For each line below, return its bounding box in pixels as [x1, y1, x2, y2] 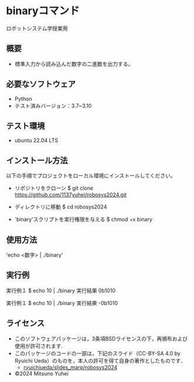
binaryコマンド [6, 4, 80, 18]
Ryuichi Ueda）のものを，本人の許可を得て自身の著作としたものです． [14, 357, 186, 364]
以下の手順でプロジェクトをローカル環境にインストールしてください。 [6, 172, 176, 179]
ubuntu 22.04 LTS [14, 137, 59, 144]
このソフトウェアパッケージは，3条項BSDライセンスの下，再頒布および [14, 335, 188, 342]
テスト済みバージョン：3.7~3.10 [14, 102, 92, 109]
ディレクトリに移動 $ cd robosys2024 [14, 203, 107, 210]
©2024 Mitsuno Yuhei [14, 370, 69, 377]
